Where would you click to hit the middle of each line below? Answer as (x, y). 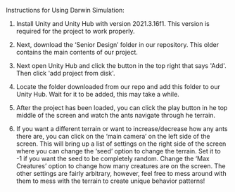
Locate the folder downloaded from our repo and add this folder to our (118, 87)
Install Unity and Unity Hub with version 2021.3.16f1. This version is (113, 23)
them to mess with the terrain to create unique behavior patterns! (110, 181)
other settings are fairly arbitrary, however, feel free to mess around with (121, 173)
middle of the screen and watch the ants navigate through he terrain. (115, 115)
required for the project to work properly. (75, 31)
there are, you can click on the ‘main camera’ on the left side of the (113, 136)
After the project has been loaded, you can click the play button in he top (122, 108)
